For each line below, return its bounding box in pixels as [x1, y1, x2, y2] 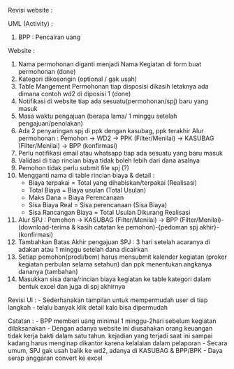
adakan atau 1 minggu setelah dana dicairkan [17, 246, 149, 253]
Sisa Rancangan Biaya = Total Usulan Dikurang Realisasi [28, 209, 191, 216]
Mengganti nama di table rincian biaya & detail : [17, 171, 155, 179]
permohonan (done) [17, 68, 76, 75]
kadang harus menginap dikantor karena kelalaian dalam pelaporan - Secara [8, 339, 228, 347]
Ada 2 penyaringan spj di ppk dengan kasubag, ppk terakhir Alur [17, 127, 205, 135]
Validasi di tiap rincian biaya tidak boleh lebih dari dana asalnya [17, 156, 200, 165]
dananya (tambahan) [17, 268, 78, 276]
